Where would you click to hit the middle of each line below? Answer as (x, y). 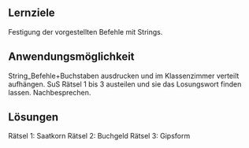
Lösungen (33, 117)
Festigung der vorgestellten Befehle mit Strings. (85, 31)
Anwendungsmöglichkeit (72, 57)
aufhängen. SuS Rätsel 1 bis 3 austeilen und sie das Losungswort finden (125, 84)
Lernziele (32, 13)
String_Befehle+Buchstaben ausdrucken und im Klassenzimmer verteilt (124, 76)
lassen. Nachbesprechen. (50, 92)
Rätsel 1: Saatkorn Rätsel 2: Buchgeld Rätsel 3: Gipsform (99, 136)
